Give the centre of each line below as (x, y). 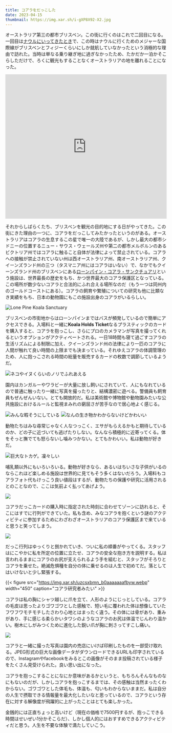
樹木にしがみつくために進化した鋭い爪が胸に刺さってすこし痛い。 (84, 625)
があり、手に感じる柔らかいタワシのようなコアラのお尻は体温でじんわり (81, 619)
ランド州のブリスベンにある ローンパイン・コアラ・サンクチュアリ (88, 272)
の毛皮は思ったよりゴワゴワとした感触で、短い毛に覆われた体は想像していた (86, 606)
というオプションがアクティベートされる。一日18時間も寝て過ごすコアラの (88, 337)
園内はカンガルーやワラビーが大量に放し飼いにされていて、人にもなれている (86, 385)
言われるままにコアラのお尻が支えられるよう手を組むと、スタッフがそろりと (86, 560)
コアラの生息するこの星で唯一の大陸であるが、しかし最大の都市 (95, 240)
